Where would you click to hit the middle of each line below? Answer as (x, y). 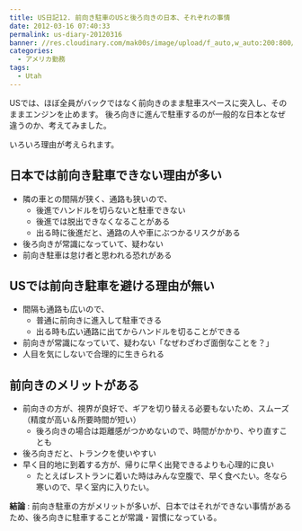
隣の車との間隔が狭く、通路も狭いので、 (97, 199)
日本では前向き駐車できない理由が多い (115, 176)
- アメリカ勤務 (41, 59)
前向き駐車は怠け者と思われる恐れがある (97, 255)
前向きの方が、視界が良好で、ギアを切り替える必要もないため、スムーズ (155, 409)
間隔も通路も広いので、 (66, 309)
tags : (19, 68)
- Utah (30, 76)
